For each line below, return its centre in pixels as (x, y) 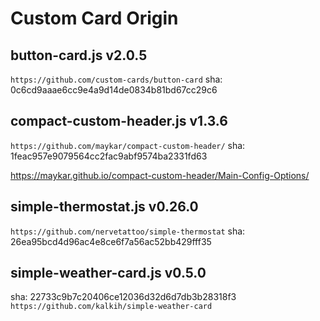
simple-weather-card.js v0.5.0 (108, 273)
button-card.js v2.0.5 (79, 55)
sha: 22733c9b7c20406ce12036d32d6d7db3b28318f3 (123, 297)
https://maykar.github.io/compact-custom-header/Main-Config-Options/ (160, 175)
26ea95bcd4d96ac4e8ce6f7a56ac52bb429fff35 (111, 241)
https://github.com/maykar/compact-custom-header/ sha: (128, 145)
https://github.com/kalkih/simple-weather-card (111, 307)
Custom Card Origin (94, 18)
